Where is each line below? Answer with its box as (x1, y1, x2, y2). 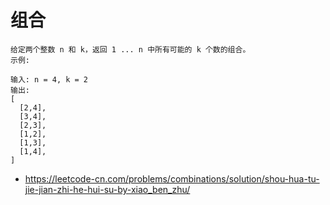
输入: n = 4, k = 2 (10, 74, 89, 85)
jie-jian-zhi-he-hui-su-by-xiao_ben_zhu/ (24, 183, 191, 195)
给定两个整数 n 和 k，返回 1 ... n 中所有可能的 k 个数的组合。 (10, 44, 251, 55)
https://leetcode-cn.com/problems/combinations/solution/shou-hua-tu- (24, 172, 320, 185)
